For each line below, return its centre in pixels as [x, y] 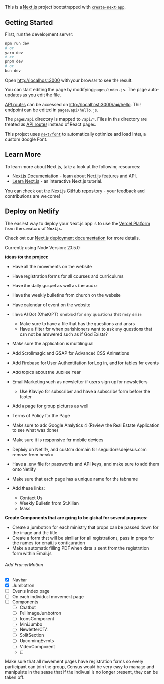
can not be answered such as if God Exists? [64, 334]
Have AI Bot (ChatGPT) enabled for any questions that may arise [77, 314]
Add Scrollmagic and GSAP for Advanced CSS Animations [71, 353]
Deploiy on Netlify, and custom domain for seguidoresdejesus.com [79, 449]
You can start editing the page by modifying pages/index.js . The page [76, 89]
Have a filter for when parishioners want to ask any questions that [86, 329]
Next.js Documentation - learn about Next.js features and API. [74, 176]
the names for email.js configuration [48, 543]
